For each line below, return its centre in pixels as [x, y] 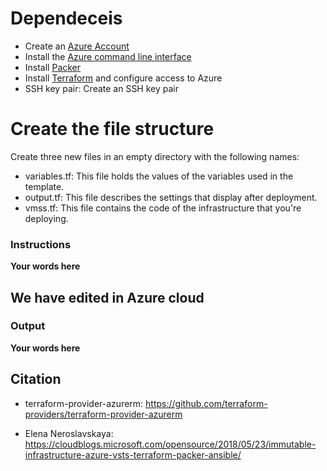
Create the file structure [112, 129]
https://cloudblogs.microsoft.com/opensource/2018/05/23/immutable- [170, 444]
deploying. [46, 218]
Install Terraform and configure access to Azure [123, 78]
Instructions [41, 244]
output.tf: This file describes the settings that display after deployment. [171, 197]
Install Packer [53, 67]
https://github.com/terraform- [206, 403]
